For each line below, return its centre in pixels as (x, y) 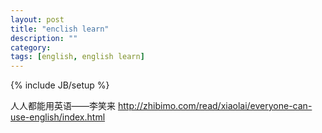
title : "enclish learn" (60, 29)
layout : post (37, 19)
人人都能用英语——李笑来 (63, 106)
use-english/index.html (58, 117)
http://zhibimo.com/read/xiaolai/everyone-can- (215, 106)
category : (31, 47)
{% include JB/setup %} (60, 85)
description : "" (44, 38)
